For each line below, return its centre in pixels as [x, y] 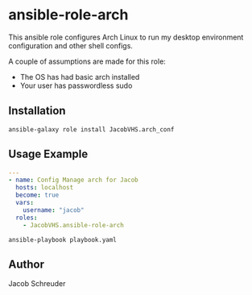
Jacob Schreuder [37, 284]
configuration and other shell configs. [70, 45]
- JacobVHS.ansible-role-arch [74, 225]
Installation [37, 111]
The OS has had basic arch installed [80, 77]
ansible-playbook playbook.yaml [62, 239]
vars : [25, 203]
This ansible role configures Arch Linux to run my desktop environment [126, 37]
